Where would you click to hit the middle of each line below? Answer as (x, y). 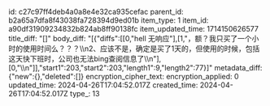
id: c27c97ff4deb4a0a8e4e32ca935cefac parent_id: (96, 12)
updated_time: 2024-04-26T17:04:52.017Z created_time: (103, 85)
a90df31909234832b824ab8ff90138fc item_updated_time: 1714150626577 (133, 29)
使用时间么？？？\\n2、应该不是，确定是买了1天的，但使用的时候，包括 (141, 49)
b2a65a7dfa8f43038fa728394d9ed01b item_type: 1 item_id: (109, 20)
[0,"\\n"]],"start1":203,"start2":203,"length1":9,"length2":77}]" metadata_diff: (135, 68)
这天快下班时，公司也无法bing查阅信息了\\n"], (85, 59)
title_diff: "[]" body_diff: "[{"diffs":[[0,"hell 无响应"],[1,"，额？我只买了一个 (130, 38)
